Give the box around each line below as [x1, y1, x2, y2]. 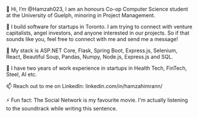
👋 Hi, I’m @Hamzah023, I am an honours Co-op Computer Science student [6, 6, 189, 12]
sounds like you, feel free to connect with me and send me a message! [6, 36, 178, 42]
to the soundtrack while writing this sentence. [6, 105, 118, 112]
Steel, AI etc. [6, 71, 37, 77]
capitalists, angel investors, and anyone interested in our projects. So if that [6, 29, 190, 36]
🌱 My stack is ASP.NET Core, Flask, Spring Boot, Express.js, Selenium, [6, 47, 178, 54]
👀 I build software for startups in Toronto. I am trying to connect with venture [6, 23, 193, 30]
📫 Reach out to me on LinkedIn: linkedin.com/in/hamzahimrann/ [6, 83, 163, 89]
